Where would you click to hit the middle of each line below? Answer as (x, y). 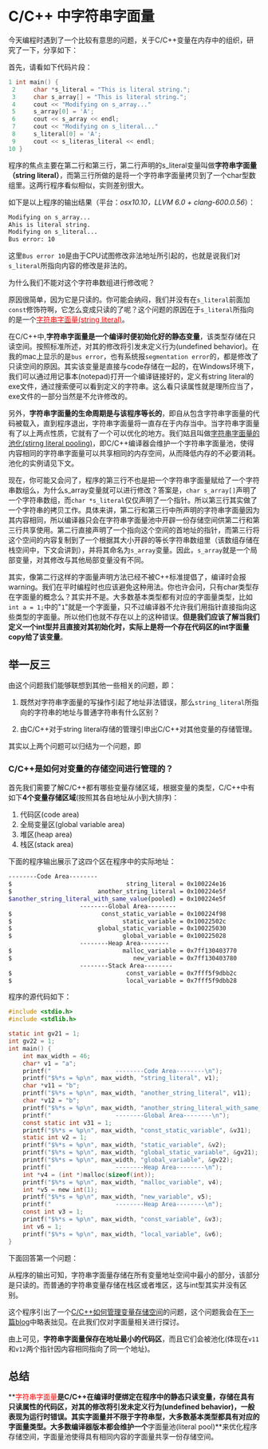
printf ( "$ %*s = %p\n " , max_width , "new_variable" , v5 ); (118, 1197)
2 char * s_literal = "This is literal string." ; (101, 89)
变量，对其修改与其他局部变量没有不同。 (81, 560)
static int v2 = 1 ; (55, 1138)
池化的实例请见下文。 (43, 463)
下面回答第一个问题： (43, 1257)
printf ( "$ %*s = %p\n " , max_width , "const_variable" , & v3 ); (123, 1219)
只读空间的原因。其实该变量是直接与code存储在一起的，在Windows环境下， (133, 366)
